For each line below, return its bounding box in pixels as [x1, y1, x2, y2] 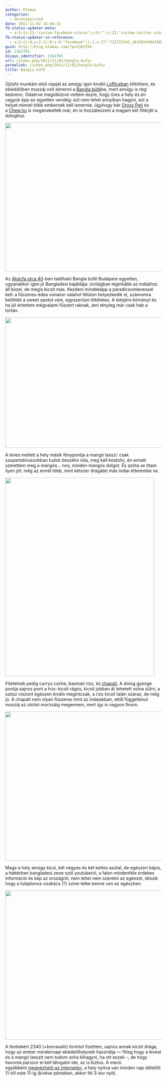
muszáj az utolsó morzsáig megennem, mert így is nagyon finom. [5, 702, 139, 707]
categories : [5, 12, 30, 17]
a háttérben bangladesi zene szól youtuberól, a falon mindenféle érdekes [5, 870, 155, 876]
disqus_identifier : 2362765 [5, 53, 64, 59]
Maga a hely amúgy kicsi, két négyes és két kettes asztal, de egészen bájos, [5, 865, 162, 870]
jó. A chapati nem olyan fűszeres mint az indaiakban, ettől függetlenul [5, 696, 148, 702]
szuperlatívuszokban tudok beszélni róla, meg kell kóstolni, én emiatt [5, 457, 147, 463]
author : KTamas [5, 7, 37, 12]
